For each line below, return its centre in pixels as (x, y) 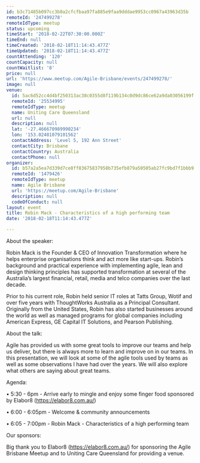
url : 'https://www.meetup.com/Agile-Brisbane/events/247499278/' (89, 79)
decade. (16, 284)
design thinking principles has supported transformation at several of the (96, 272)
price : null (21, 73)
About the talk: (24, 333)
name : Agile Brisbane (39, 185)
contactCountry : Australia (45, 152)
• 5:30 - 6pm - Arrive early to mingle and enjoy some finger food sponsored (100, 394)
